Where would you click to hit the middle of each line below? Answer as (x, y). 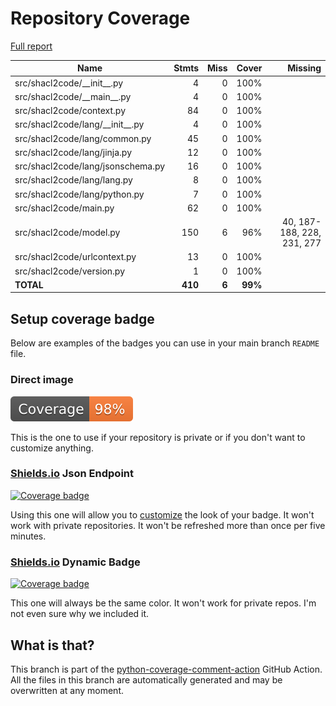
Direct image (42, 380)
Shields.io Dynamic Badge (75, 562)
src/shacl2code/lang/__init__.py (79, 124)
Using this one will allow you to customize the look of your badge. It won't (162, 514)
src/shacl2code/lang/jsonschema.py (90, 166)
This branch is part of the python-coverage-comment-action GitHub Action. (166, 669)
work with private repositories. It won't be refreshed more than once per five (168, 525)
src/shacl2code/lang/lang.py (73, 180)
